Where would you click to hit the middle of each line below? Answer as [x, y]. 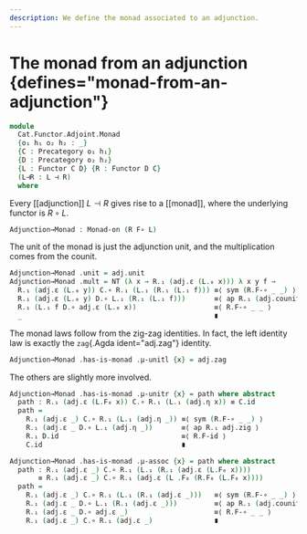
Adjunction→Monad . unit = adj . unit [77, 273]
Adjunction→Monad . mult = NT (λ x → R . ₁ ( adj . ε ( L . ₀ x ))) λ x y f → [143, 282]
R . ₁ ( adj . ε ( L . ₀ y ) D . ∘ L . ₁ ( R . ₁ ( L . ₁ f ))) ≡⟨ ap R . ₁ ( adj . [147, 299]
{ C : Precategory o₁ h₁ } [65, 152]
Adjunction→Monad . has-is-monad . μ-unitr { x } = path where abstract [143, 393]
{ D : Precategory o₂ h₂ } [65, 161]
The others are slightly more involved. [81, 377]
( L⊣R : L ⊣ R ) [44, 177]
